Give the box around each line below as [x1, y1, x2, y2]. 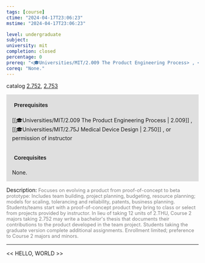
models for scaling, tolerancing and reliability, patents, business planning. [6, 198, 175, 205]
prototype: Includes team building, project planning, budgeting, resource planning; [6, 193, 196, 199]
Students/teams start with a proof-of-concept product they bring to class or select [6, 204, 196, 211]
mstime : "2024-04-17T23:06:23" [6, 20, 86, 26]
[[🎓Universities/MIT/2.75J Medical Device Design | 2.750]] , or [12, 126, 171, 133]
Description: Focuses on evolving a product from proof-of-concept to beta [6, 186, 181, 193]
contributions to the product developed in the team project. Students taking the [6, 221, 188, 228]
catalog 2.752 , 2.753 [6, 82, 58, 89]
